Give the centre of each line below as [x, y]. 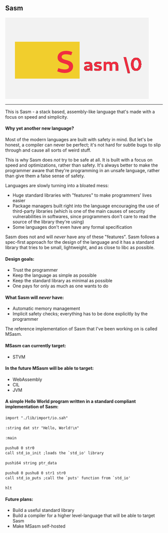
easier [19, 201]
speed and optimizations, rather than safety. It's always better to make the [82, 165]
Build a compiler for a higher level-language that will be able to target [83, 515]
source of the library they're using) [48, 222]
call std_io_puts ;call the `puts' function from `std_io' [68, 478]
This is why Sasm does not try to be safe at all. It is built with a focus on [79, 160]
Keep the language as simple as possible [54, 275]
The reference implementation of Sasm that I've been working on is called [81, 329]
